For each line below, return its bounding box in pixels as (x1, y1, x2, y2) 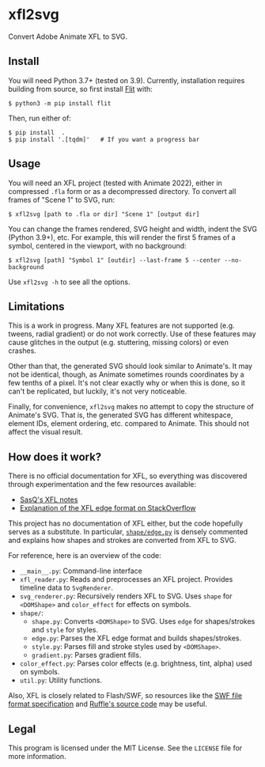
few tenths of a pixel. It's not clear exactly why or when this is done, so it (8, 378, 245, 388)
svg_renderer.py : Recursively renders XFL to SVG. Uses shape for (19, 591, 233, 601)
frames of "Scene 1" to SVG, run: (8, 195, 115, 204)
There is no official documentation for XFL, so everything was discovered (8, 471, 248, 480)
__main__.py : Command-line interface (19, 566, 142, 575)
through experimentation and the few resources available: (8, 480, 196, 489)
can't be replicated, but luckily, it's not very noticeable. (8, 386, 187, 397)
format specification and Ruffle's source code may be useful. (8, 699, 207, 709)
